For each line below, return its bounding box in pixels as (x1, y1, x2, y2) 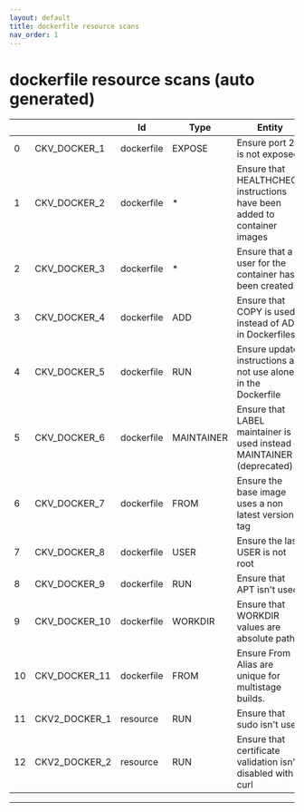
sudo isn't (236, 719, 279, 731)
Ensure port (236, 137, 287, 150)
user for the (236, 257, 287, 269)
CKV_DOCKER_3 (34, 262, 106, 275)
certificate (236, 745, 280, 758)
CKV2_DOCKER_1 (34, 713, 112, 726)
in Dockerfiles (236, 328, 296, 341)
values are (236, 621, 281, 633)
